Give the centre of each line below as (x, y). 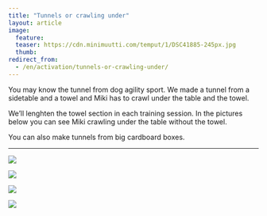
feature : (30, 38)
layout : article (35, 23)
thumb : (26, 52)
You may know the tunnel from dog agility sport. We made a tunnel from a (129, 89)
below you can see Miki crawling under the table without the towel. (118, 121)
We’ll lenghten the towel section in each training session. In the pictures (126, 113)
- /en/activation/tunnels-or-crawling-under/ (92, 67)
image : (19, 30)
